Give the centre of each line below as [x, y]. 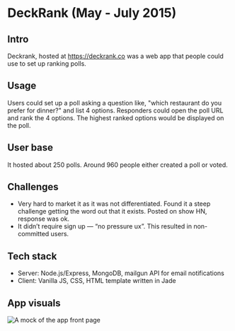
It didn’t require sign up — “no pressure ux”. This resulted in [105, 226]
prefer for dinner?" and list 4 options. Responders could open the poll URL [115, 110]
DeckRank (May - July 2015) [92, 13]
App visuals [34, 303]
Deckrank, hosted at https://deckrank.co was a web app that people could [116, 56]
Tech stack [32, 256]
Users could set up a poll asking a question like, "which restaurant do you [114, 103]
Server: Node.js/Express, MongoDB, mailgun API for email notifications [121, 273]
